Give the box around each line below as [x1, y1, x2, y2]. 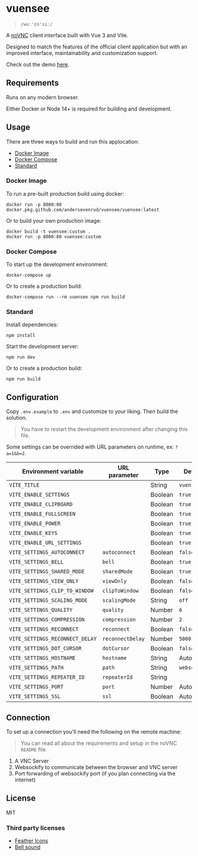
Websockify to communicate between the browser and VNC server [14, 764, 178, 771]
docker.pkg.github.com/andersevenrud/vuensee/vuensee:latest [6, 206, 160, 213]
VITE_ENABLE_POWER [9, 520, 61, 527]
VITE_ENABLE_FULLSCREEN [9, 511, 76, 517]
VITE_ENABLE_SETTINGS [9, 491, 70, 498]
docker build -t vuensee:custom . [6, 228, 91, 235]
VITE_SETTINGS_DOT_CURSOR [9, 645, 82, 652]
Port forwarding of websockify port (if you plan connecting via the [14, 770, 176, 777]
